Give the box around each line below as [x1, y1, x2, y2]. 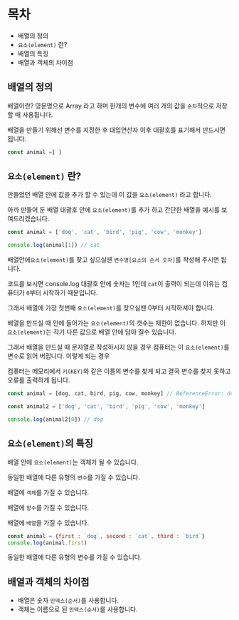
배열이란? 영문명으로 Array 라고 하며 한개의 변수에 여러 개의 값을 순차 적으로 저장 [7, 101, 228, 110]
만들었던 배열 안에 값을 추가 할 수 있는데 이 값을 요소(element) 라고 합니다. [7, 190, 212, 199]
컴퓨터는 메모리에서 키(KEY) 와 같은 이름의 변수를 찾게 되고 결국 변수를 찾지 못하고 [7, 367, 231, 375]
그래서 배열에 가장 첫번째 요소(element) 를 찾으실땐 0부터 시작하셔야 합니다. [7, 304, 215, 312]
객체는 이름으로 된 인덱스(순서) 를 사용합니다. [17, 605, 138, 614]
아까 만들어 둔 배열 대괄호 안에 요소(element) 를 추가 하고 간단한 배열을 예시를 [7, 205, 221, 214]
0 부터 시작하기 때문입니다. [26, 288, 98, 297]
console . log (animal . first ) [7, 539, 87, 547]
